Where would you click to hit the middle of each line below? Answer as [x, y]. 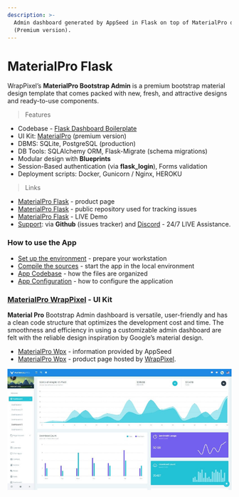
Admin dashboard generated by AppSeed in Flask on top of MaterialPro [121, 22]
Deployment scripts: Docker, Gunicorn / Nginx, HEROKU [100, 174]
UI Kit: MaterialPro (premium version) [72, 136]
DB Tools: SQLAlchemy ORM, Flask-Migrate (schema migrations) [112, 151]
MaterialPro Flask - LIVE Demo [63, 216]
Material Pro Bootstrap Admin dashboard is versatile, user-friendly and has [117, 315]
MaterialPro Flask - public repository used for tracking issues [107, 209]
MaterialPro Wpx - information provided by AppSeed [95, 351]
